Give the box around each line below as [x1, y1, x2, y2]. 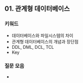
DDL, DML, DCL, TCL [11, 44, 54, 50]
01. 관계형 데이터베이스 [4, 4, 70, 13]
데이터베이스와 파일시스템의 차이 [11, 32, 74, 38]
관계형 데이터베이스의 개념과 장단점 [11, 39, 79, 44]
